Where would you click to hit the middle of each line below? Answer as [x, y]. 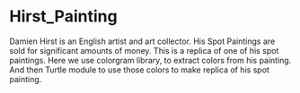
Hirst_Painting [64, 17]
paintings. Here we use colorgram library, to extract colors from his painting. [150, 60]
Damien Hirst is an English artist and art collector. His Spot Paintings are [142, 41]
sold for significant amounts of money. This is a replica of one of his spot [144, 50]
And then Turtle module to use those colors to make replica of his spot [139, 70]
